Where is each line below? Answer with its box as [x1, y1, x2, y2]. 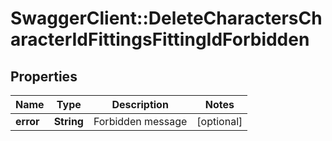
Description [111, 98, 169, 111]
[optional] [196, 115, 243, 128]
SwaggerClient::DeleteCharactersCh [10, 7, 323, 30]
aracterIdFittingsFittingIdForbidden [10, 28, 310, 51]
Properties [10, 68, 78, 85]
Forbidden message [93, 115, 188, 128]
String [53, 115, 84, 128]
